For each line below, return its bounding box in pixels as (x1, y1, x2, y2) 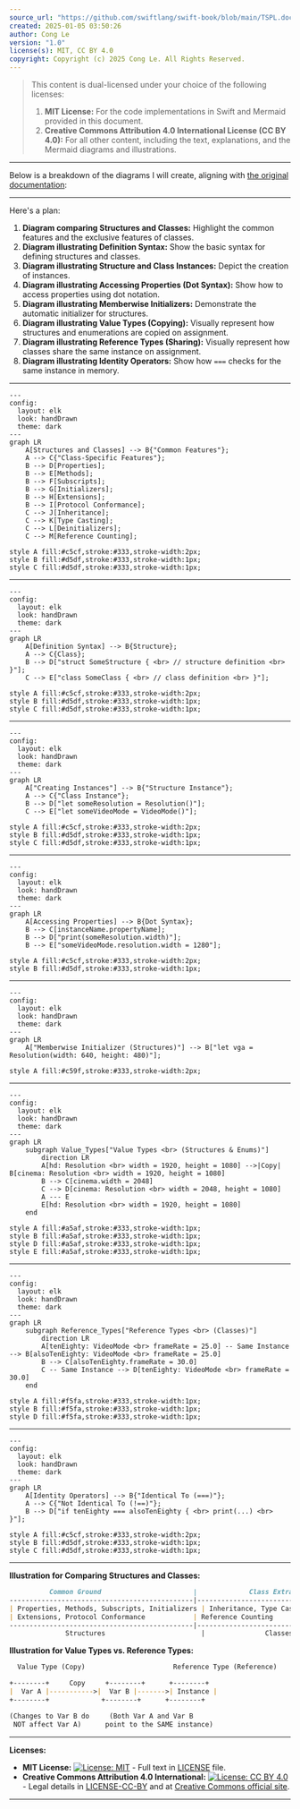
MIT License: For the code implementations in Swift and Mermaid (44, 107, 286, 116)
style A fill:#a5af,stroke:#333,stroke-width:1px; (9, 1224, 202, 1233)
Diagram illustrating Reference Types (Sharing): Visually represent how (21, 337, 290, 347)
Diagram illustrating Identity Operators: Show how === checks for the (21, 355, 282, 366)
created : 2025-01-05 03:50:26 (9, 21, 122, 30)
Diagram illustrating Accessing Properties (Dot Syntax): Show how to (21, 279, 284, 290)
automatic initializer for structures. (21, 308, 149, 319)
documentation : (9, 180, 68, 190)
